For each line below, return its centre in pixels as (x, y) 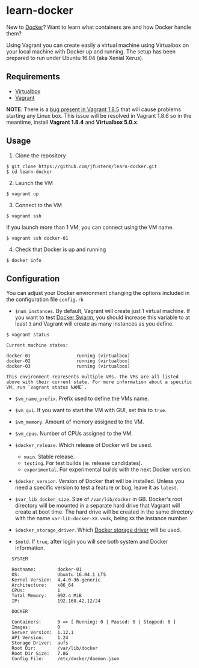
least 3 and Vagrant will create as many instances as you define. (94, 324)
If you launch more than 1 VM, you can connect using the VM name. (90, 227)
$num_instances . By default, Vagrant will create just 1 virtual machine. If (103, 311)
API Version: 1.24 (40, 638)
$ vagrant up (23, 194)
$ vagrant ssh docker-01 (37, 238)
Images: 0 (36, 627)
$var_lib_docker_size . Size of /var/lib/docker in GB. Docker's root (99, 499)
